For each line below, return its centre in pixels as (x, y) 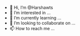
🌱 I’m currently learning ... (35, 18)
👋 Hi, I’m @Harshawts (31, 8)
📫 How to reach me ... (32, 28)
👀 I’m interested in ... (30, 13)
